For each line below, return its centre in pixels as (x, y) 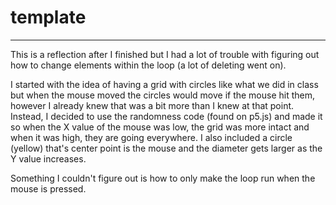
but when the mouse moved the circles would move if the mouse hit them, (163, 95)
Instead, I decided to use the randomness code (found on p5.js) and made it (166, 116)
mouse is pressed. (48, 188)
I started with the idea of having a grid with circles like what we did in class (164, 84)
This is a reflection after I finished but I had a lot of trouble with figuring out (165, 54)
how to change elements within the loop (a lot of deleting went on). (148, 65)
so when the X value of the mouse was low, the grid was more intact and (160, 127)
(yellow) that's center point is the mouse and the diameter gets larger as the (166, 148)
